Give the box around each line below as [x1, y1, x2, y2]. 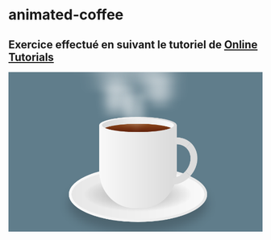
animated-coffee [8, 6, 124, 24]
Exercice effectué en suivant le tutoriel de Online [8, 38, 258, 52]
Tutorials [8, 50, 54, 64]
